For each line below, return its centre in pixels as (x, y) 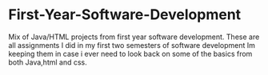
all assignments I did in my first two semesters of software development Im (132, 45)
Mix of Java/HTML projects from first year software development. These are (134, 37)
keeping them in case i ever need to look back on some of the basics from (130, 53)
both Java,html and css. (48, 62)
